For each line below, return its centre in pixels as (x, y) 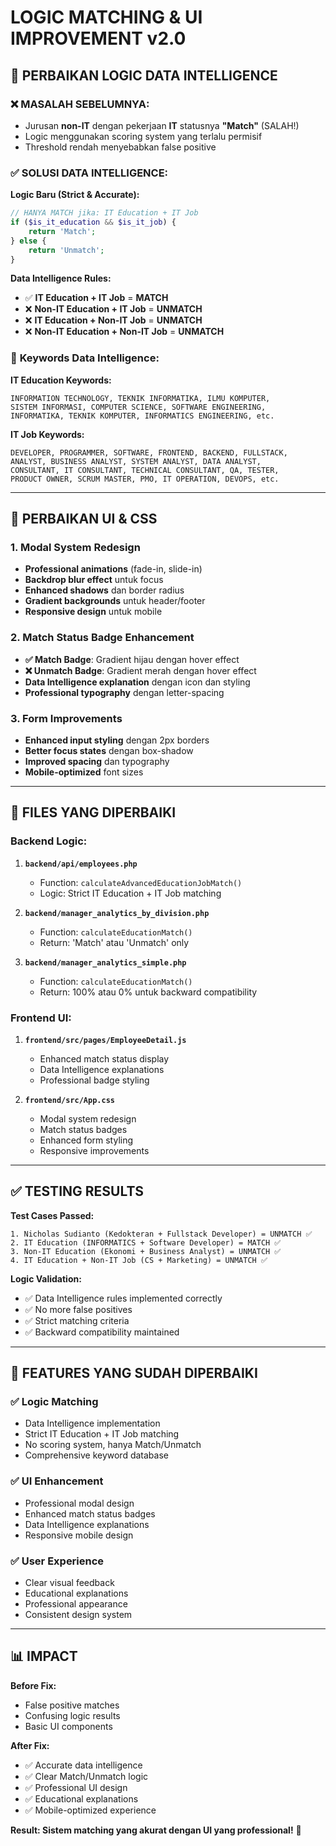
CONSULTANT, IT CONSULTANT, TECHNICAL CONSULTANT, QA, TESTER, (145, 470)
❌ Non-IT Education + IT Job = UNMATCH (113, 309)
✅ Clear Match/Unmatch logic (86, 1776)
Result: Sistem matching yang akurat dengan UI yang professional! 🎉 (156, 1830)
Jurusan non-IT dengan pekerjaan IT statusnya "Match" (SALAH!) (162, 125)
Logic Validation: (46, 1278)
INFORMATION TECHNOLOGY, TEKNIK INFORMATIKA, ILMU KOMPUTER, (140, 398)
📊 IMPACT (44, 1656)
